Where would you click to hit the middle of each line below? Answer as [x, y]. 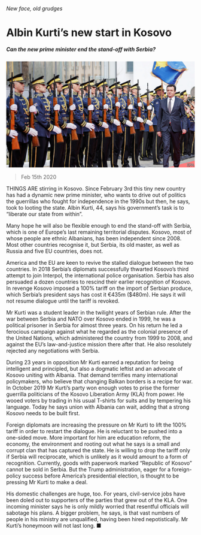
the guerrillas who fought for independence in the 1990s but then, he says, [98, 201]
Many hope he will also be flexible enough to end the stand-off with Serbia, [99, 226]
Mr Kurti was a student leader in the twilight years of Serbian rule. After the [99, 313]
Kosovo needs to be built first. [43, 413]
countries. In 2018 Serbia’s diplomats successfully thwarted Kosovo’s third [98, 269]
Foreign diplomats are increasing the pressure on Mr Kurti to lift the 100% [96, 425]
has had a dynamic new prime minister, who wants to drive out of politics [96, 195]
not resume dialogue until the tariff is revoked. [63, 301]
